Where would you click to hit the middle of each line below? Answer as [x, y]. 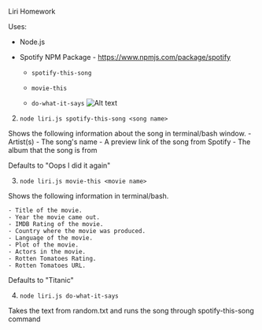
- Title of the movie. [45, 210]
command [24, 319]
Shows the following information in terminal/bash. [89, 196]
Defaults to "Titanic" [41, 280]
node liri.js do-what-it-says [69, 296]
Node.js [32, 42]
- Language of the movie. [50, 238]
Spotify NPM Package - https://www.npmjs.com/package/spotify [125, 57]
